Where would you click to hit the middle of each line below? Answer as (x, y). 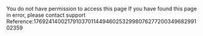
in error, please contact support (46, 15)
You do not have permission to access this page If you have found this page (101, 9)
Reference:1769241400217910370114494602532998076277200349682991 (101, 21)
